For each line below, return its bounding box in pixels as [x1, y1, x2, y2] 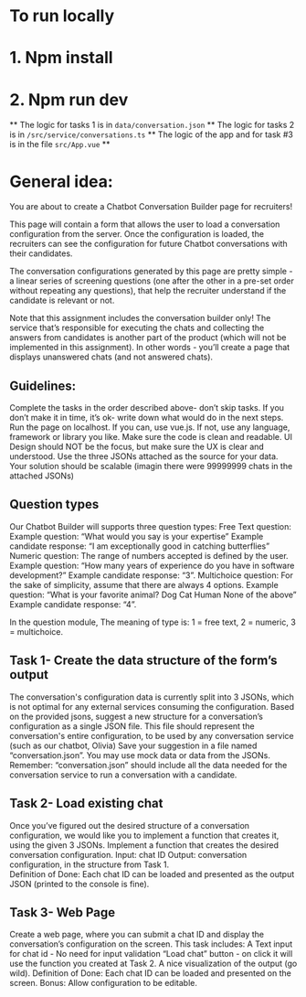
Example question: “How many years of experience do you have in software [9, 560, 295, 571]
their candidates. [9, 248, 73, 259]
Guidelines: [9, 378, 77, 393]
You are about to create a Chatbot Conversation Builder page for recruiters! [9, 201, 293, 212]
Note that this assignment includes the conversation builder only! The [9, 313, 271, 324]
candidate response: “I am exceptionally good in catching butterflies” [9, 541, 270, 552]
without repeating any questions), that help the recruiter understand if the [9, 285, 287, 296]
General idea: [9, 171, 114, 192]
